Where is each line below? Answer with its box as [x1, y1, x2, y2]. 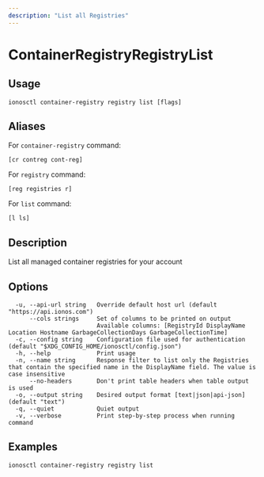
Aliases [8, 120, 46, 133]
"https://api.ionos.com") [8, 308, 93, 316]
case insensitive [8, 370, 66, 379]
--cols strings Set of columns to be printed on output [28, 315, 232, 323]
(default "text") [8, 398, 66, 406]
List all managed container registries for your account [8, 257, 183, 266]
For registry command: [8, 170, 86, 179]
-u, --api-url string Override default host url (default [15, 301, 217, 309]
